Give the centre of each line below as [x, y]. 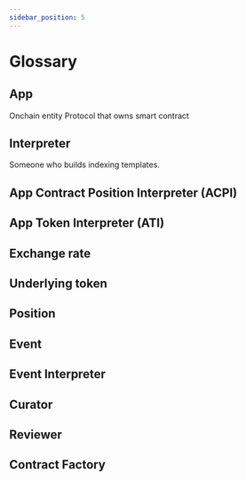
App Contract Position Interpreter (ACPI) [123, 192]
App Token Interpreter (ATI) [87, 223]
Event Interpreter [58, 374]
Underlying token [59, 284]
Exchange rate [50, 253]
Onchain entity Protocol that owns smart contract [99, 116]
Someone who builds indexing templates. [84, 164]
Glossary [44, 61]
